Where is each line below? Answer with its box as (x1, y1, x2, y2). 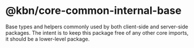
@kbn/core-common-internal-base (5, 4, 182, 17)
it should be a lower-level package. (5, 35, 90, 42)
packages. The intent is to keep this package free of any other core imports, (5, 29, 189, 36)
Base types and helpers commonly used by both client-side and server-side (5, 23, 188, 30)
